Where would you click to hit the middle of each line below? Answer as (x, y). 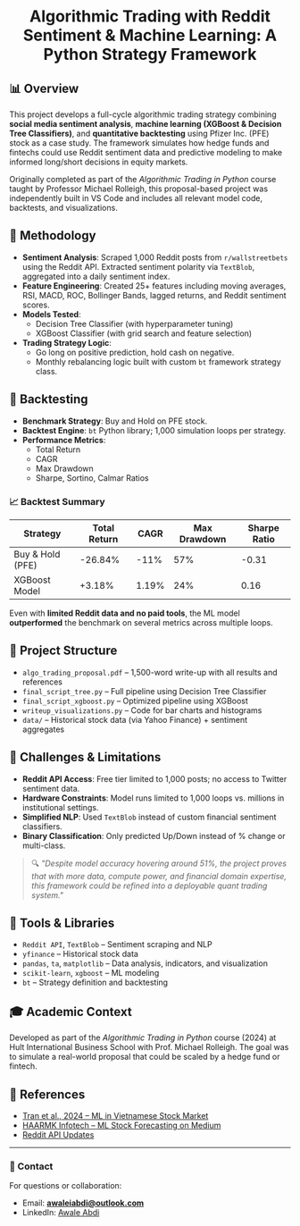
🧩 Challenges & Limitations (85, 757)
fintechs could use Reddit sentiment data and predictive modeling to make (146, 152)
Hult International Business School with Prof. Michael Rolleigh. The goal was (149, 1047)
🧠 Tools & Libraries (62, 923)
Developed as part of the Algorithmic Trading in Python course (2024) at (143, 1037)
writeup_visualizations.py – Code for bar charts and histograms (142, 710)
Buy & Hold (37, 554)
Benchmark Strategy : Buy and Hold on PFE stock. (115, 421)
